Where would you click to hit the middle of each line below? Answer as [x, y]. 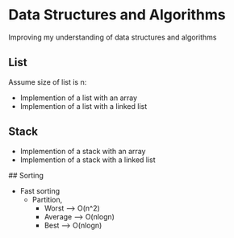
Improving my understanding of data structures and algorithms [113, 37]
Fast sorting [40, 190]
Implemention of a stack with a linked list [88, 160]
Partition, [47, 199]
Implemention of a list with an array [79, 98]
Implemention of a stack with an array [83, 151]
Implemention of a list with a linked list [84, 106]
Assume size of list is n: [48, 81]
